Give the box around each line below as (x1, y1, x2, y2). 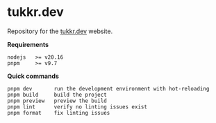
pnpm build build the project (7, 91, 108, 98)
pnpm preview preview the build (7, 97, 108, 104)
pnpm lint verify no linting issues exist (7, 103, 148, 111)
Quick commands (7, 72, 59, 80)
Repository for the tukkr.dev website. (7, 27, 113, 35)
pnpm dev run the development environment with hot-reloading (7, 85, 210, 92)
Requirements (7, 40, 49, 48)
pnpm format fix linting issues (7, 109, 110, 116)
